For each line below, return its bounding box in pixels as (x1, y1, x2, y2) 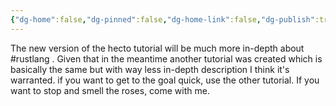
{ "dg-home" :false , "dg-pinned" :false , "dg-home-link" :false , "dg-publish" (10, 14, 315, 25)
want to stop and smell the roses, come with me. (10, 84, 210, 96)
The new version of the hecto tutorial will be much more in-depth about (10, 42, 305, 54)
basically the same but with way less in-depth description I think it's (10, 63, 290, 75)
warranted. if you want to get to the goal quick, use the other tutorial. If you (10, 74, 320, 86)
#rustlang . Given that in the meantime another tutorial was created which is (10, 52, 323, 65)
